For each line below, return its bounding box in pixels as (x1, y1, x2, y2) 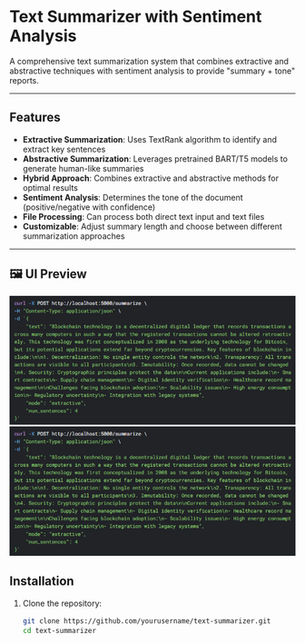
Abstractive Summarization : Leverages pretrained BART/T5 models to (22, 153, 289, 164)
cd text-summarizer (22, 626, 97, 635)
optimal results (22, 182, 79, 193)
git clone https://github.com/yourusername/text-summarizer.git (22, 616, 271, 626)
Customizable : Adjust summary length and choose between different (22, 221, 283, 232)
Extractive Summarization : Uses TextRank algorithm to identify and (22, 134, 278, 144)
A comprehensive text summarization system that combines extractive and (9, 55, 289, 66)
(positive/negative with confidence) (22, 202, 156, 213)
